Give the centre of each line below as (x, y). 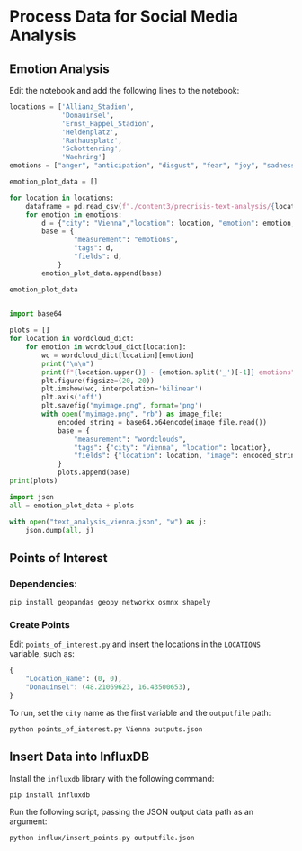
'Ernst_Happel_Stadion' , (108, 123)
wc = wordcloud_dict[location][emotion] (118, 355)
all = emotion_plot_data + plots (72, 506)
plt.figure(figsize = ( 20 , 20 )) (98, 381)
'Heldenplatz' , (90, 132)
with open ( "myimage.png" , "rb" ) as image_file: (132, 414)
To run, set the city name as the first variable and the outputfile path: (140, 712)
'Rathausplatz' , (92, 140)
